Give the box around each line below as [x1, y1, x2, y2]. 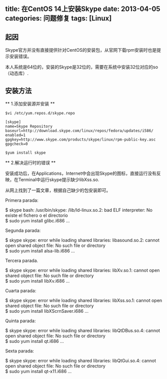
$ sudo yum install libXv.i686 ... [5, 278, 70, 284]
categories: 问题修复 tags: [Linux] [5, 14, 112, 23]
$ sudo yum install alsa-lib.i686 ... [5, 248, 75, 254]
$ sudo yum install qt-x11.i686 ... [5, 368, 72, 374]
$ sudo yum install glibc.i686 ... [5, 218, 70, 224]
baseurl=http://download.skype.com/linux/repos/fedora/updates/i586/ [5, 129, 154, 134]
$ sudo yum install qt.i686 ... [5, 338, 64, 344]
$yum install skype [5, 150, 46, 156]
